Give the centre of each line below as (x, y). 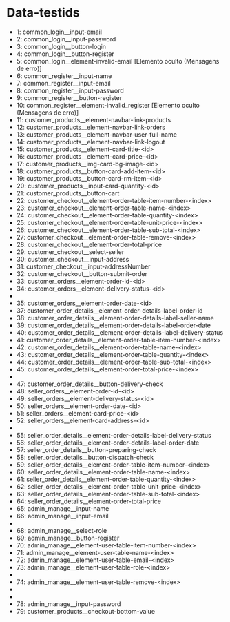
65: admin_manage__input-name (63, 508)
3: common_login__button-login (61, 46)
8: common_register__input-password (70, 90)
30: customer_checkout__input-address (73, 259)
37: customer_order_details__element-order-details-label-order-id (109, 310)
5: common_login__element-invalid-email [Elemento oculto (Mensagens (118, 61)
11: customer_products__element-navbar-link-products (94, 119)
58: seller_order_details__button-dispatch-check (85, 457)
